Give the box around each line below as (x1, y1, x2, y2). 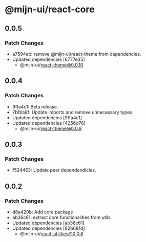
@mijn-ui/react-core (5, 4, 95, 15)
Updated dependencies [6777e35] (12, 56, 85, 62)
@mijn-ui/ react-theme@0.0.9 (19, 125, 82, 131)
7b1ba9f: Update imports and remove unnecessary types (12, 109, 133, 115)
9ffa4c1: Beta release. (12, 103, 58, 109)
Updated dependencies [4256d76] (12, 120, 86, 126)
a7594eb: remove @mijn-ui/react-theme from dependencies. (12, 51, 141, 57)
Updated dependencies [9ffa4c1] (12, 114, 82, 121)
